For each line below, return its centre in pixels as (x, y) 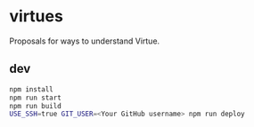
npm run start (36, 98)
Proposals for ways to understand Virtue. (85, 41)
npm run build (36, 106)
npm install (31, 89)
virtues (37, 16)
